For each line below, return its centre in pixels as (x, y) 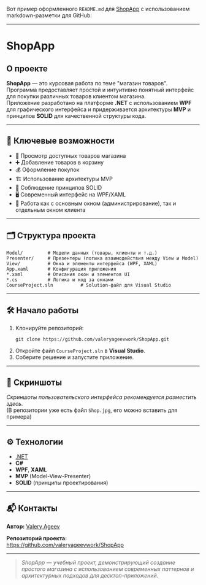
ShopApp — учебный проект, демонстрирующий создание (98, 562)
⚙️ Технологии (35, 442)
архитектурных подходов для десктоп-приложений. (90, 575)
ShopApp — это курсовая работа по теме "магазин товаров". (87, 83)
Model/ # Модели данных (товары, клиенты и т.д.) (82, 253)
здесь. (15, 404)
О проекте (27, 68)
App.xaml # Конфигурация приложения (61, 269)
